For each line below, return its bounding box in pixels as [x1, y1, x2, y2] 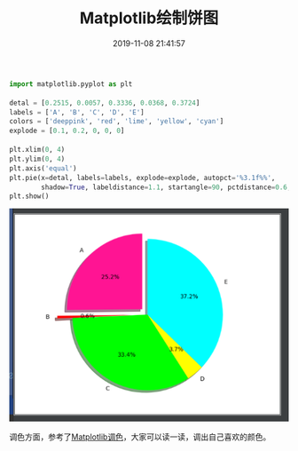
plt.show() [9, 192, 50, 201]
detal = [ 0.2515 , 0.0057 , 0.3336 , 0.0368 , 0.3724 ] [9, 99, 200, 107]
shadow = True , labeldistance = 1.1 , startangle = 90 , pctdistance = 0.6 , [41, 183, 292, 192]
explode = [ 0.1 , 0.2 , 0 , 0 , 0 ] [9, 126, 125, 136]
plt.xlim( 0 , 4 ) [9, 146, 66, 154]
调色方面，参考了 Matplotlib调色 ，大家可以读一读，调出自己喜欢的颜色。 [9, 431, 271, 442]
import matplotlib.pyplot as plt [9, 79, 133, 89]
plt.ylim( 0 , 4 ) [9, 154, 66, 163]
